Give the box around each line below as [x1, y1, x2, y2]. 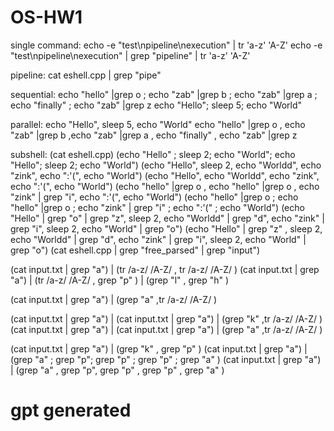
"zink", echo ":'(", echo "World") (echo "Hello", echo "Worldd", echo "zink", [10, 169, 320, 181]
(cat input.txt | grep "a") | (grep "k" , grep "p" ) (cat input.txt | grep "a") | [10, 342, 308, 355]
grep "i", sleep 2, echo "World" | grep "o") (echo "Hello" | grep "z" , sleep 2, [10, 222, 323, 235]
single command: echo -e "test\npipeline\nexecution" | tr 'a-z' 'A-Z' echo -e [10, 39, 323, 51]
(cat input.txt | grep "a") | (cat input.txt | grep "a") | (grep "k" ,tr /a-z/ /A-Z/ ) [10, 312, 323, 325]
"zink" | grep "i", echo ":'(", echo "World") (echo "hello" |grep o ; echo [10, 191, 299, 203]
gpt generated [10, 399, 132, 422]
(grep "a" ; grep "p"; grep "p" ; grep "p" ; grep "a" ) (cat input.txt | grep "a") [10, 353, 322, 365]
